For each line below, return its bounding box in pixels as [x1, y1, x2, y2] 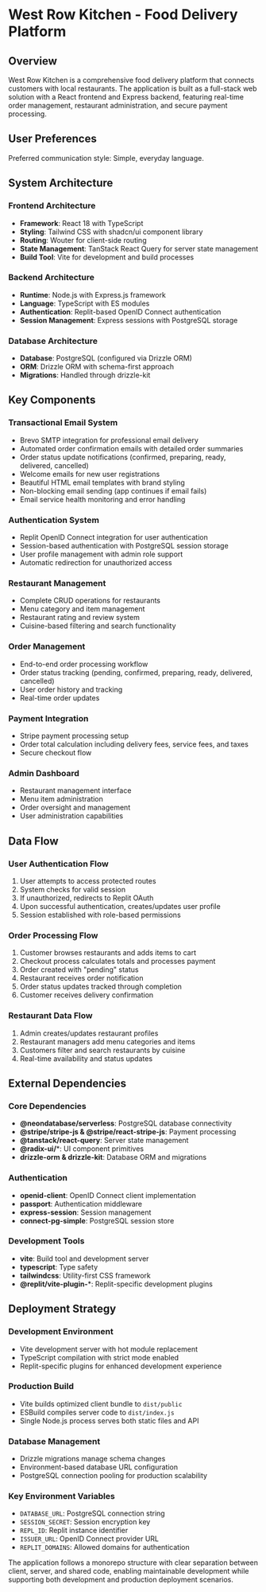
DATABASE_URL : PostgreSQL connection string [19, 1508, 165, 1518]
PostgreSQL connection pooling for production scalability [19, 1471, 208, 1481]
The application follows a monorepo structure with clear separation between [8, 1558, 258, 1567]
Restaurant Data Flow [8, 1010, 93, 1021]
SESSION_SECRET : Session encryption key [19, 1517, 151, 1527]
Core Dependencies [8, 1100, 87, 1111]
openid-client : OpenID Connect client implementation [19, 1190, 197, 1200]
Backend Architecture [8, 272, 95, 283]
